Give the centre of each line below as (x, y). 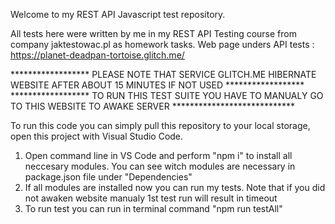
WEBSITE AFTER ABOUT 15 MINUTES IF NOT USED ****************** (157, 85)
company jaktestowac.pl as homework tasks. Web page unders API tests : (162, 44)
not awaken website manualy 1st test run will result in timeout (151, 198)
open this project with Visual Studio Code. (97, 136)
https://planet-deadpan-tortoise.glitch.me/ (97, 55)
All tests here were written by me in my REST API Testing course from (153, 33)
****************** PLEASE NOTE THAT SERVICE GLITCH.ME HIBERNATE (163, 74)
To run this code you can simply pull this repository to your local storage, (160, 125)
